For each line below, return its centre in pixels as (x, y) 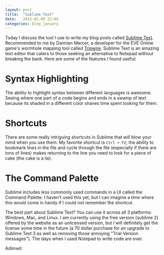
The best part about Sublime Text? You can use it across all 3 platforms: (79, 212)
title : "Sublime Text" (30, 14)
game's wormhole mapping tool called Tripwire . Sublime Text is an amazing (82, 48)
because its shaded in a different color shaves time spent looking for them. (82, 103)
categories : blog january (32, 24)
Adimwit (14, 249)
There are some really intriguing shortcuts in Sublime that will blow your (79, 137)
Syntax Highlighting (47, 79)
